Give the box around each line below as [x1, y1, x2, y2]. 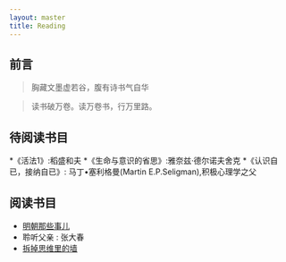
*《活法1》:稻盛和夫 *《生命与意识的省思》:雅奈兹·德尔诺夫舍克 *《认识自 [9, 156, 279, 166]
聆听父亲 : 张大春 [21, 232, 85, 242]
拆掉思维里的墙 [21, 242, 78, 253]
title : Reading [9, 21, 66, 30]
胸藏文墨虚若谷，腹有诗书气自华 [30, 82, 149, 93]
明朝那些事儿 [21, 220, 70, 231]
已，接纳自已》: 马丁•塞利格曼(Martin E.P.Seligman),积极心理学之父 [9, 166, 257, 177]
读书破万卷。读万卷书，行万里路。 [30, 101, 157, 112]
